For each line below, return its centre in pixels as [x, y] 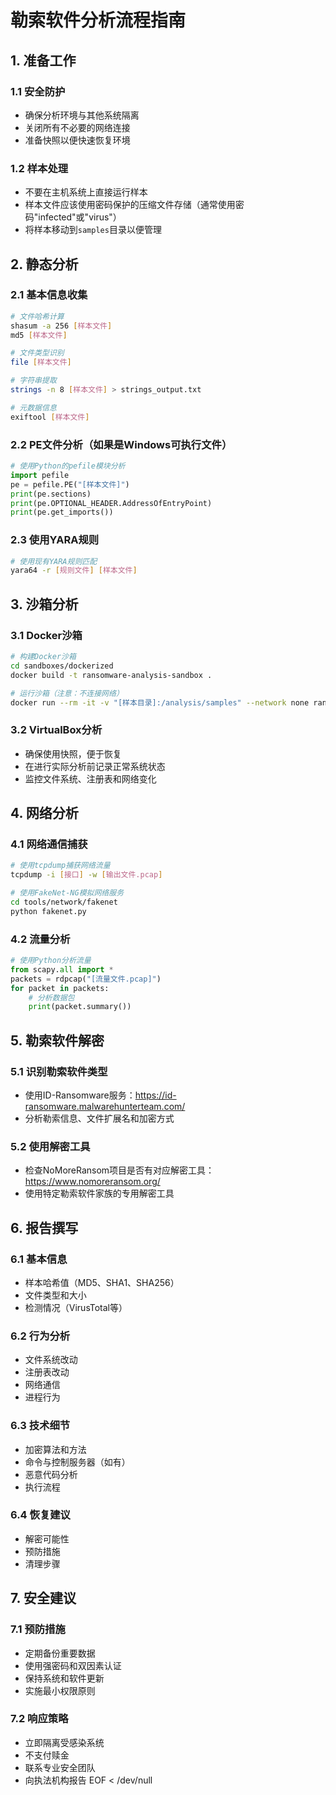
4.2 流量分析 [40, 939]
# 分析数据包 [51, 997]
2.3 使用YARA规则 [55, 540]
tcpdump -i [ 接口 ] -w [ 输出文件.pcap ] [86, 875]
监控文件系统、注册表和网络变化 [90, 778]
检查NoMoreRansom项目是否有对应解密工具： [119, 1170]
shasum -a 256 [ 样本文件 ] [61, 326]
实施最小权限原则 [60, 1690]
